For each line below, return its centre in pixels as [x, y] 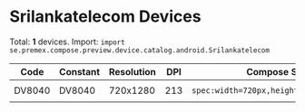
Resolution [133, 71]
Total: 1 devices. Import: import [67, 42]
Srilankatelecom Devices [105, 17]
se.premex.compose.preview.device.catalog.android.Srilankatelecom [140, 50]
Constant [79, 71]
